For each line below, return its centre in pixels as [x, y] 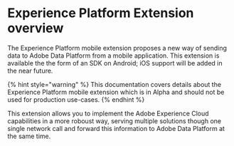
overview [36, 28]
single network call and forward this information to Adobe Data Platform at [116, 128]
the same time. [29, 136]
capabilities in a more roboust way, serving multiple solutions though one [115, 121]
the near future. [30, 71]
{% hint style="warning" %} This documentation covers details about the [115, 84]
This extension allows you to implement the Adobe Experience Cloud [108, 113]
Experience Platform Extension [101, 13]
